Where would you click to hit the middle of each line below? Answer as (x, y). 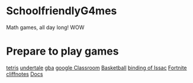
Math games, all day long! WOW (45, 27)
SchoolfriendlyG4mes (62, 11)
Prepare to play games (62, 51)
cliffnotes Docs (25, 74)
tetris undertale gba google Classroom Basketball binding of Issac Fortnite (97, 68)
